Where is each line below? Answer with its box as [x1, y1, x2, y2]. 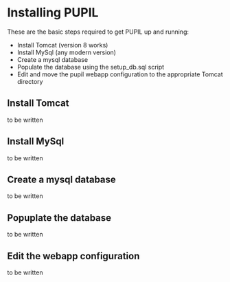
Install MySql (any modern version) [16, 48, 117, 56]
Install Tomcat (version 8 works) [16, 41, 108, 49]
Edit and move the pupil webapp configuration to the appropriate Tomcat [16, 70, 223, 78]
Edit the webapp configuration [7, 250, 140, 262]
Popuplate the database [7, 212, 112, 224]
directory [16, 77, 43, 85]
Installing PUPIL [7, 5, 99, 21]
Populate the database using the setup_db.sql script [16, 63, 165, 71]
